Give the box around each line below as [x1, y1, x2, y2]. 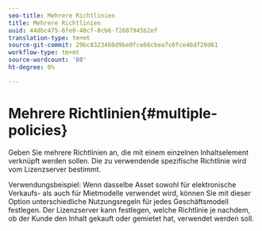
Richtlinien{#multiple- [68, 104, 218, 122]
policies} [8, 121, 68, 139]
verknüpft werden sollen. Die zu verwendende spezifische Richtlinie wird [8, 156, 247, 165]
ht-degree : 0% [8, 64, 56, 71]
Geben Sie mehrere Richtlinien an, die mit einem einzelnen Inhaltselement [8, 148, 249, 157]
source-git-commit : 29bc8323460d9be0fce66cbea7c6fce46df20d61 [8, 41, 218, 49]
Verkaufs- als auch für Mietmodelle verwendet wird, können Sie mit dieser [8, 188, 252, 198]
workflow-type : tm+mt [8, 48, 80, 56]
